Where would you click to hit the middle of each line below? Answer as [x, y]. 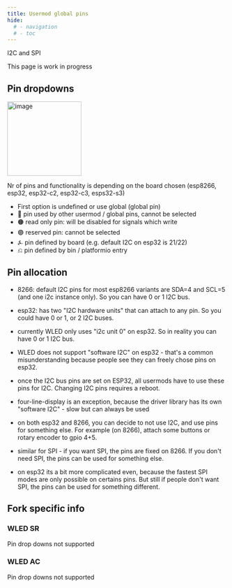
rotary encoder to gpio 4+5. [57, 437]
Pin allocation [37, 273]
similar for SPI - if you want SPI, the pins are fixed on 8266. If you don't [119, 450]
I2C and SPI [24, 53]
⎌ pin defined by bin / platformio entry [72, 250]
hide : [15, 20]
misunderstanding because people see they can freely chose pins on [116, 360]
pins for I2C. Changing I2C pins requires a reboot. [88, 388]
